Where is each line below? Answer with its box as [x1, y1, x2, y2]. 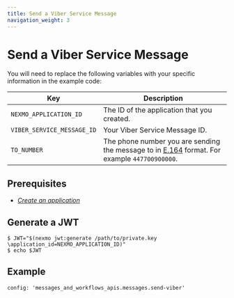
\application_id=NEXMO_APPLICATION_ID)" [7, 241, 127, 248]
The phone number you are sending [103, 136, 221, 146]
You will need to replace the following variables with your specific [7, 70, 196, 78]
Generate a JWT [7, 217, 79, 228]
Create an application [17, 196, 80, 205]
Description [143, 93, 183, 103]
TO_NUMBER [10, 146, 43, 154]
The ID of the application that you [103, 105, 212, 115]
